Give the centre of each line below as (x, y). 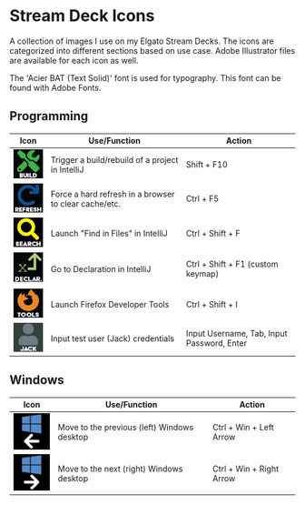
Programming (49, 116)
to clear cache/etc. (85, 203)
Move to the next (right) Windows (120, 469)
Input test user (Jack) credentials (113, 338)
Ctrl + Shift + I (212, 304)
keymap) (202, 274)
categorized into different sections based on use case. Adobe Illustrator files (152, 50)
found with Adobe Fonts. (55, 87)
